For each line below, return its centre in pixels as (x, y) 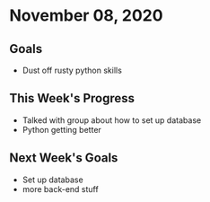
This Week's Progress (72, 98)
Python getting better (61, 129)
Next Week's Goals (64, 158)
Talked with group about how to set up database (112, 120)
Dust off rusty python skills (72, 70)
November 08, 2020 (86, 16)
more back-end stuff (60, 189)
